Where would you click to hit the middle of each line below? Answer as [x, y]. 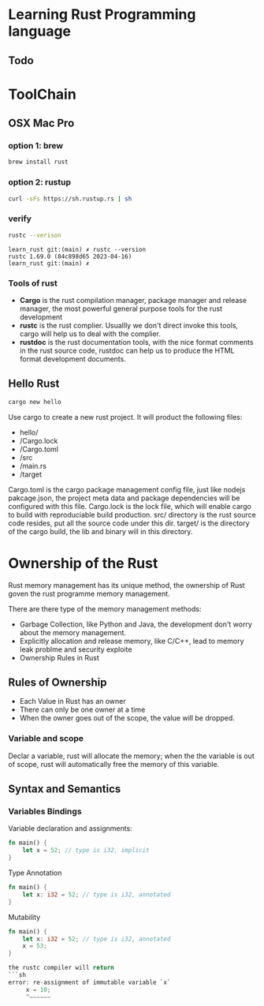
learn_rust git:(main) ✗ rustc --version [77, 249]
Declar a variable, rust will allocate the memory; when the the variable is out [131, 756]
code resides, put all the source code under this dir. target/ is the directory [129, 523]
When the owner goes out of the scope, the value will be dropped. [127, 718]
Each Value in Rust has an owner [73, 701]
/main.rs [33, 466]
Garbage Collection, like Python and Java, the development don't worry [136, 624]
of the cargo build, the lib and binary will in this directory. [100, 531]
